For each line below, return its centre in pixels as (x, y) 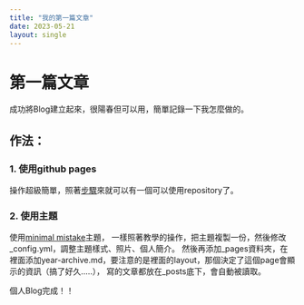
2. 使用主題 (34, 216)
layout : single (38, 34)
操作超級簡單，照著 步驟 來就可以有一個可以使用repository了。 (124, 190)
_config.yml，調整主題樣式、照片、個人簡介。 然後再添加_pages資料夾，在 (149, 249)
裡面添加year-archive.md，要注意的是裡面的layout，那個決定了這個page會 (148, 261)
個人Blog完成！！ (42, 290)
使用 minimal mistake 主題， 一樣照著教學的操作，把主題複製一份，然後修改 (148, 238)
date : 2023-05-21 (42, 26)
